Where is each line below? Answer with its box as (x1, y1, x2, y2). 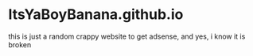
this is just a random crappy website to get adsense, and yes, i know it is (8, 32, 246, 41)
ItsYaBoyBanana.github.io (8, 6, 184, 24)
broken (8, 39, 32, 49)
